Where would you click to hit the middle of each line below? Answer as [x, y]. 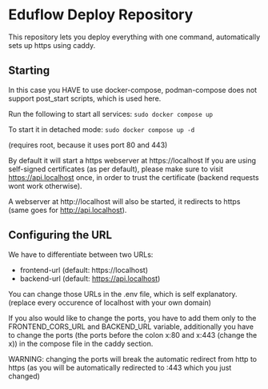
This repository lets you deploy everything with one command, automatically [134, 37]
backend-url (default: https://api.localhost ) [90, 279]
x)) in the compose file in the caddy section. [81, 343]
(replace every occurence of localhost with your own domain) [110, 303]
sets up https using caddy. [52, 45]
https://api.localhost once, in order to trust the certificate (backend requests [134, 177]
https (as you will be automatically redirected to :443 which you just [120, 367]
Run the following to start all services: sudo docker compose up [111, 114]
